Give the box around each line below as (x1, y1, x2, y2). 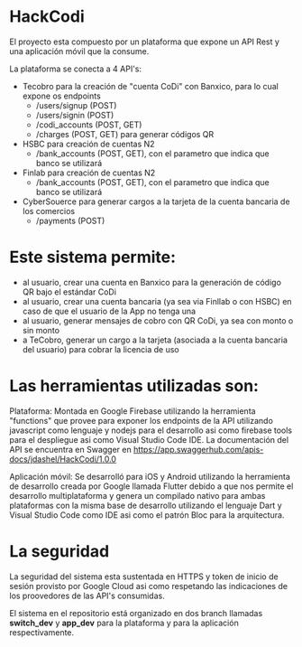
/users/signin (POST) (35, 109, 114, 120)
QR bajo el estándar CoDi (22, 286, 117, 297)
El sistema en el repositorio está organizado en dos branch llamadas (9, 607, 263, 618)
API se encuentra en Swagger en (9, 444, 133, 455)
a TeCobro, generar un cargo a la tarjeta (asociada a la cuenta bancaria (22, 334, 288, 345)
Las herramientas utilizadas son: (9, 376, 260, 397)
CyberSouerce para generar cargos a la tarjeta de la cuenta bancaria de (22, 196, 290, 207)
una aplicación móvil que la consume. (9, 45, 150, 56)
